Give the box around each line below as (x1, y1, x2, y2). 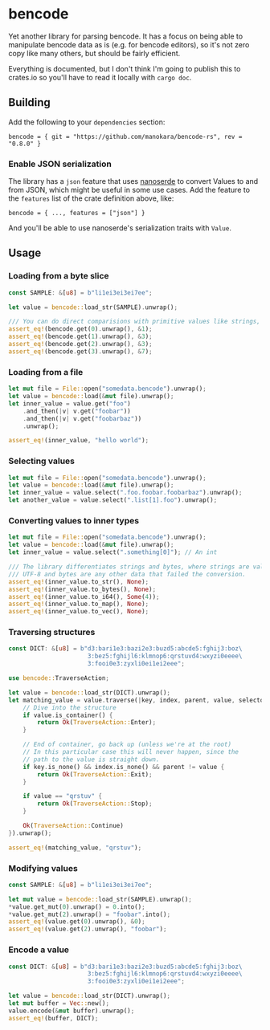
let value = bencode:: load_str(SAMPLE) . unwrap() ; (8, 303, 178, 311)
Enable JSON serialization (8, 158, 112, 169)
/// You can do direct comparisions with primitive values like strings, (8, 318, 261, 326)
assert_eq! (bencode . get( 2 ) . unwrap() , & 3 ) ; (8, 340, 153, 348)
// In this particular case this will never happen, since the (22, 748, 239, 756)
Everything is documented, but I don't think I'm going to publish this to (8, 63, 241, 73)
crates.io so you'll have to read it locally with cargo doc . (8, 72, 192, 82)
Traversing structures (8, 627, 96, 638)
